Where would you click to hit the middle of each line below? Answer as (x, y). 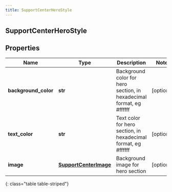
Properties (23, 48)
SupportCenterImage (85, 164)
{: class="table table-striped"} (37, 184)
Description (131, 62)
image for (127, 164)
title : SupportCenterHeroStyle (39, 10)
